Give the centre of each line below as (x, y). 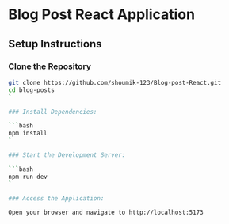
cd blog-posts (32, 90)
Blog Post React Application (102, 15)
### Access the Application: (56, 198)
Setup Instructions (55, 44)
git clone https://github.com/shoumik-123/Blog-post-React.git (115, 82)
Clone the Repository (50, 66)
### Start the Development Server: (67, 155)
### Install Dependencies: (53, 112)
